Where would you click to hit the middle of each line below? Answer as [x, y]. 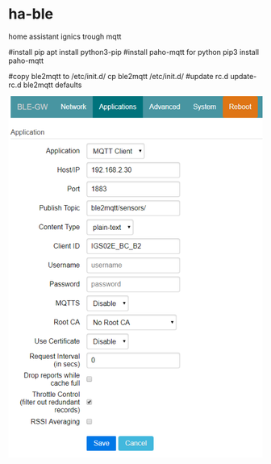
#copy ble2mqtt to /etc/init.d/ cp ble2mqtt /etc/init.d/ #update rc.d [119, 76]
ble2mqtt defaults [52, 85]
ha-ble [31, 14]
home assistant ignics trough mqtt [65, 36]
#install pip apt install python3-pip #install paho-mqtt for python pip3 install [134, 52]
